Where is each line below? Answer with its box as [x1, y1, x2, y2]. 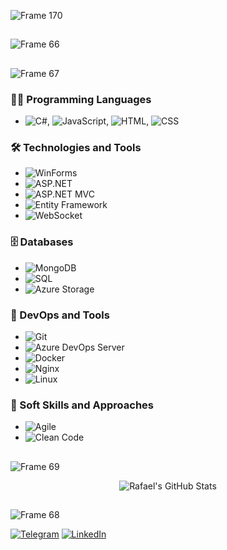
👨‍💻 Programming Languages [10, 92, 152, 106]
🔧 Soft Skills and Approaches [10, 398, 154, 412]
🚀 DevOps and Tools [10, 308, 110, 322]
